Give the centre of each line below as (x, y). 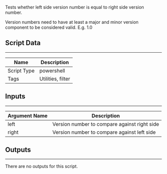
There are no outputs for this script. (42, 167)
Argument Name (28, 115)
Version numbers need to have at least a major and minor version (72, 22)
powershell (52, 71)
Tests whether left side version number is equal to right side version (75, 7)
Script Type (21, 71)
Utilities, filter (55, 79)
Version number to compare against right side (106, 124)
